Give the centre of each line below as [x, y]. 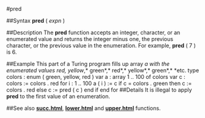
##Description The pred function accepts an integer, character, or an [93, 32]
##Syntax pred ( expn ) [36, 20]
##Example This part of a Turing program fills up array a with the [88, 64]
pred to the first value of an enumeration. [58, 96]
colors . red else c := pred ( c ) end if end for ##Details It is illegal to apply [99, 90]
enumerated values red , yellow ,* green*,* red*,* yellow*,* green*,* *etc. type [103, 70]
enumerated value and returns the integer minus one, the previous [90, 39]
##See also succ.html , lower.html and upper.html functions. [84, 108]
